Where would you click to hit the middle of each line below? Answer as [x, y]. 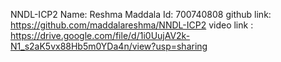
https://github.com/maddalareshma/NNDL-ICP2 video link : [132, 25]
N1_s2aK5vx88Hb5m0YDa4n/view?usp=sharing [109, 46]
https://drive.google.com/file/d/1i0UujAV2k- [100, 35]
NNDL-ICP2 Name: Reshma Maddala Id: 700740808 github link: [141, 14]
